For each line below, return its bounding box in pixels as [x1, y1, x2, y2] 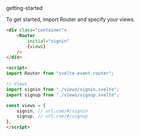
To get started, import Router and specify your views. [6, 16, 135, 23]
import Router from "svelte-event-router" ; [6, 70, 115, 77]
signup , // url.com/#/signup [16, 113, 88, 120]
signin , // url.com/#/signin [16, 108, 88, 114]
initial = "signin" [27, 38, 69, 44]
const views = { [6, 103, 46, 108]
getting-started [6, 5, 43, 11]
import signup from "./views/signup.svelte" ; [6, 92, 119, 98]
